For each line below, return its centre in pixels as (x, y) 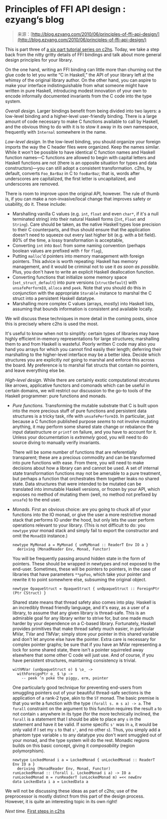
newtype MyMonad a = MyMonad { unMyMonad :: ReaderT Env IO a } (80, 545)
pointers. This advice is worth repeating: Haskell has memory (75, 261)
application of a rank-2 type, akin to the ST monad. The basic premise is (85, 698)
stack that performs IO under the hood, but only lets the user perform (83, 520)
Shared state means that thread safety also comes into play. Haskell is (84, 602)
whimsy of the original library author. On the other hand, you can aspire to (81, 80)
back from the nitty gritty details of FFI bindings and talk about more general (83, 54)
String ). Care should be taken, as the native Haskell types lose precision (86, 224)
